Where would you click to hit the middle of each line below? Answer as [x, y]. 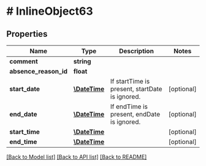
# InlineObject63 [50, 11]
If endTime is [129, 107]
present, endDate [135, 114]
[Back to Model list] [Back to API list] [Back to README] [77, 157]
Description [136, 51]
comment [24, 61]
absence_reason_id [39, 71]
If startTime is [130, 81]
